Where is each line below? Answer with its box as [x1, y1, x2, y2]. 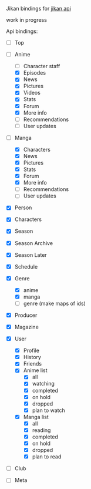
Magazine [14, 323, 39, 330]
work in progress [6, 16, 47, 23]
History [23, 354, 41, 361]
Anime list [23, 367, 48, 374]
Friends [23, 360, 42, 367]
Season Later [14, 251, 47, 258]
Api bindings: [6, 28, 38, 35]
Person [14, 204, 32, 211]
